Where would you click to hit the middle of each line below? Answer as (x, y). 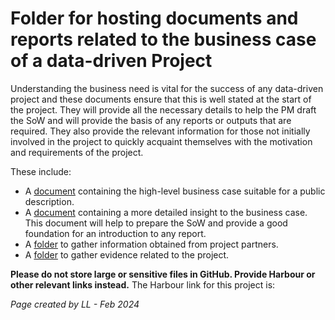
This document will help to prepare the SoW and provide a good (156, 223)
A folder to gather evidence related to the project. (127, 254)
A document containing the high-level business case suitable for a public (175, 191)
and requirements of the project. (77, 152)
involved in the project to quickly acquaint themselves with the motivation (161, 141)
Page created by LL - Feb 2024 (75, 304)
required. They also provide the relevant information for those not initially (160, 131)
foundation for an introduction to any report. (115, 233)
